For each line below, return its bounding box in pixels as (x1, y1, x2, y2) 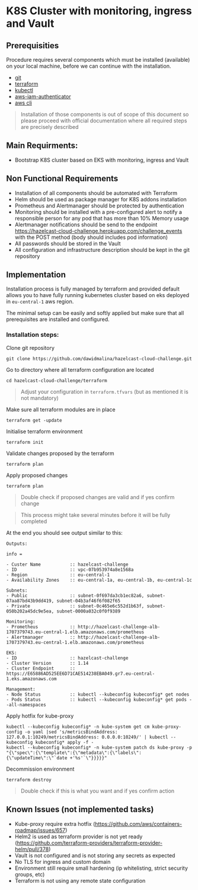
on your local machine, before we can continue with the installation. (6, 62, 171, 70)
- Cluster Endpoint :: (6, 665, 76, 671)
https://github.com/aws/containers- (94, 820, 183, 827)
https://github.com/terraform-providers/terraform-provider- (17, 839, 163, 846)
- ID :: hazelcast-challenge (6, 655, 129, 661)
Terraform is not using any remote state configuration (14, 877, 146, 884)
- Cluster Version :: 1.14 (6, 660, 89, 666)
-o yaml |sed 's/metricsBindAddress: (24, 729, 118, 735)
